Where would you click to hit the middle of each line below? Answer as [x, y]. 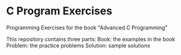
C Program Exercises [59, 11]
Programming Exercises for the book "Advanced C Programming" [87, 27]
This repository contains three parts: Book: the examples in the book [91, 39]
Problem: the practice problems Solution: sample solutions [78, 45]
